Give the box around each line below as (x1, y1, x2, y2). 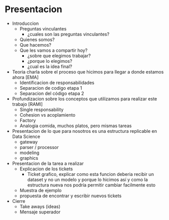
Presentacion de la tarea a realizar (12, 160, 84, 166)
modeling (19, 150, 40, 156)
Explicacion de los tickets (19, 166, 73, 172)
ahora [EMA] (12, 74, 39, 80)
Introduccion (12, 20, 39, 26)
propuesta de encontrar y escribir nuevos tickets (19, 193, 122, 199)
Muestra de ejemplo (19, 187, 62, 193)
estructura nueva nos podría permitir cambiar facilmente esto (27, 181, 156, 188)
